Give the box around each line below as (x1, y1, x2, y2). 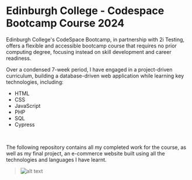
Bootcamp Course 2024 (6, 16, 125, 30)
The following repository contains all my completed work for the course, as (6, 144, 187, 151)
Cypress (14, 121, 35, 128)
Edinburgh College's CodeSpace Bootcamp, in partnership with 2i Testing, (6, 36, 185, 43)
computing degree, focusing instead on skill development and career (6, 48, 172, 55)
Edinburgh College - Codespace (6, 4, 165, 18)
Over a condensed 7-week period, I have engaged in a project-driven (6, 66, 173, 73)
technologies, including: (6, 78, 64, 86)
